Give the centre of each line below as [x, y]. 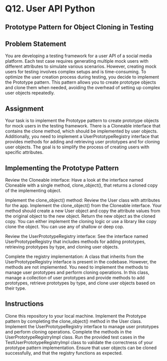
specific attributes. [24, 152]
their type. [16, 288]
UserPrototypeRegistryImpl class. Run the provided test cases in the [75, 337]
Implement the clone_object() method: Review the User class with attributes [83, 200]
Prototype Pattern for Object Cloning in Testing [80, 27]
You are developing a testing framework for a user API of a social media [79, 56]
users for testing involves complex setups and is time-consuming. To [76, 72]
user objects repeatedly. [30, 93]
